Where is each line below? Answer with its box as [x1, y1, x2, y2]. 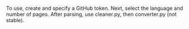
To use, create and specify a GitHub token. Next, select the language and [6, 5, 184, 11]
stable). [6, 17, 25, 23]
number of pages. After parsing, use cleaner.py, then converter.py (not [6, 11, 177, 18]
